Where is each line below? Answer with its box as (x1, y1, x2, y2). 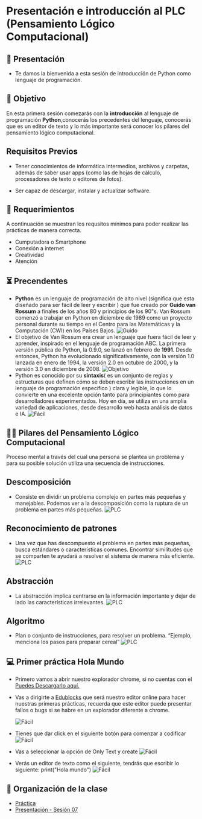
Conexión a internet (14, 245, 65, 252)
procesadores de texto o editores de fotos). (14, 175, 124, 182)
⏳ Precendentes (6, 276, 68, 286)
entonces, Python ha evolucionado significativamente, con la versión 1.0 (14, 353, 195, 360)
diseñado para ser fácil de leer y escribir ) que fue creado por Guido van (14, 302, 196, 309)
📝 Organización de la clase (6, 783, 108, 794)
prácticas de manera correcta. (6, 227, 81, 234)
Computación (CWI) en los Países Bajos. (14, 327, 116, 334)
